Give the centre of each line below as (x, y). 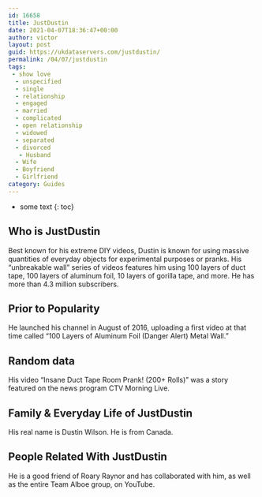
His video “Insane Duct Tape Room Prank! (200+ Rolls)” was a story (118, 380)
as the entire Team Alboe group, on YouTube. (82, 484)
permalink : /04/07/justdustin (58, 60)
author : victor (33, 37)
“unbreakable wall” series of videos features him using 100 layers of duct (127, 267)
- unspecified (38, 81)
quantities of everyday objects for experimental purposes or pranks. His (125, 259)
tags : (17, 67)
